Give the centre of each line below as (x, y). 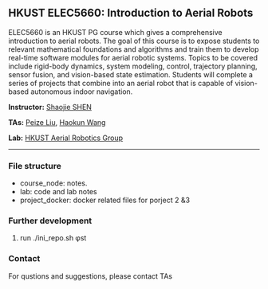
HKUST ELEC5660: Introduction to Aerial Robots (131, 13)
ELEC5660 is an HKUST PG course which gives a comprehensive (115, 32)
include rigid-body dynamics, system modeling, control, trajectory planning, (133, 66)
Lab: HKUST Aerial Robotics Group (66, 138)
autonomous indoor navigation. (82, 92)
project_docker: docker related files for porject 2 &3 (104, 200)
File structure (35, 166)
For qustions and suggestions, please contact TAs (91, 276)
